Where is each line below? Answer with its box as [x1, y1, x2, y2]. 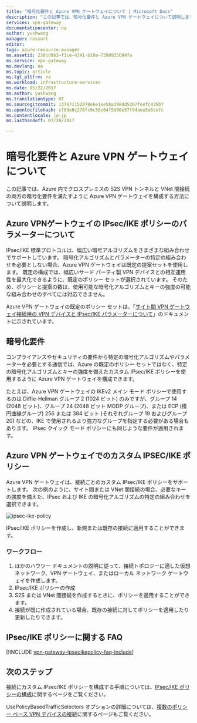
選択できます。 [6, 500, 42, 507]
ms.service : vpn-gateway [6, 58, 67, 63]
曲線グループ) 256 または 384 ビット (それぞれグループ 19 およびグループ [11, 409, 188, 417]
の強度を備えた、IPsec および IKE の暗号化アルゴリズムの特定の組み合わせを [6, 493, 191, 500]
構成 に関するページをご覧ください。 [21, 691, 109, 698]
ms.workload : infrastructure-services [6, 80, 101, 86]
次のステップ [6, 667, 53, 677]
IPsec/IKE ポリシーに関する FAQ [6, 633, 123, 643]
